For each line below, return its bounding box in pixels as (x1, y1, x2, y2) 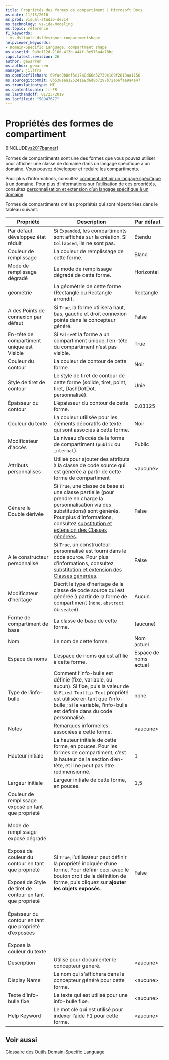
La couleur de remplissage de (53, 248, 124, 255)
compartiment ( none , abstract (53, 599, 124, 607)
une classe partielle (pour (53, 489, 114, 496)
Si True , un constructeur (53, 541, 111, 548)
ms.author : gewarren (5, 63, 49, 68)
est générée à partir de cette (53, 468, 121, 475)
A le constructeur (8, 554, 49, 561)
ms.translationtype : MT (5, 82, 55, 87)
